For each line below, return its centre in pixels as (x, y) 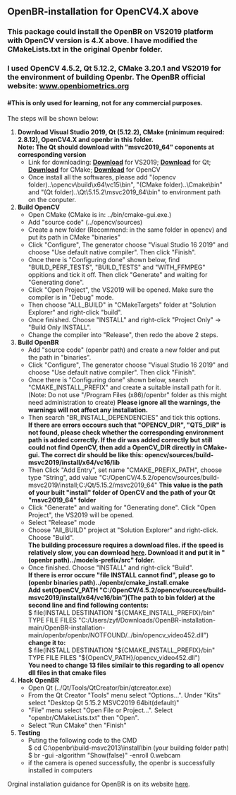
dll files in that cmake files (67, 673)
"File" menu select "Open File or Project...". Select (100, 710)
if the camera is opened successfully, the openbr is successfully (122, 763)
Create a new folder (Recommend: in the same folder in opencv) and (128, 230)
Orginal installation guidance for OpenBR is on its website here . (99, 784)
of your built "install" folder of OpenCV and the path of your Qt (122, 493)
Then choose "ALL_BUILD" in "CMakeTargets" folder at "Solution (122, 305)
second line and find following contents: (88, 605)
